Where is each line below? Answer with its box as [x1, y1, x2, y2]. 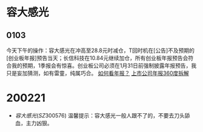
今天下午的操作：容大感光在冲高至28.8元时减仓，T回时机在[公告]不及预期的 [6, 47, 195, 54]
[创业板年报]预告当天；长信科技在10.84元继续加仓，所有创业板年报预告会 [6, 54, 188, 61]
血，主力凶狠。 [15, 119, 53, 127]
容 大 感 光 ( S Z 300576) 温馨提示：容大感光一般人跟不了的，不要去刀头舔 [15, 111, 190, 119]
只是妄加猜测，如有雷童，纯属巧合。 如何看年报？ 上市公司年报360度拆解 [6, 70, 190, 76]
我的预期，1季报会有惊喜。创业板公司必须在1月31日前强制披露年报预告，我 [11, 62, 197, 69]
